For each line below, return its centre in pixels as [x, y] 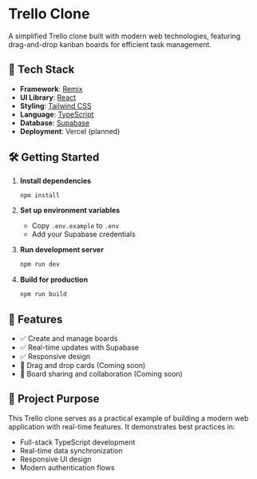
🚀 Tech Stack [42, 70]
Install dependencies [55, 180]
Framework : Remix [51, 89]
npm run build [43, 295]
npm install [40, 195]
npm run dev [40, 264]
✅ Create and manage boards [69, 338]
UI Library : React [48, 97]
